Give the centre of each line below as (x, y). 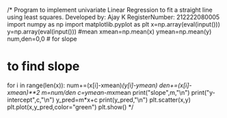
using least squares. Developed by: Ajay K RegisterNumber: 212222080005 (113, 17)
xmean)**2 (24, 92)
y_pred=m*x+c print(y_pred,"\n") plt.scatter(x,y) (123, 100)
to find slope (43, 67)
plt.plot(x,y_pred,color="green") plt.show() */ (70, 107)
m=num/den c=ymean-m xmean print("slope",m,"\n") (116, 92)
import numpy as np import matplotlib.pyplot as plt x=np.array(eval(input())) (114, 24)
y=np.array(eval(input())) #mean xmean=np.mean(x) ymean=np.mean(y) (109, 31)
